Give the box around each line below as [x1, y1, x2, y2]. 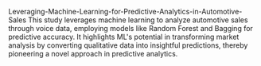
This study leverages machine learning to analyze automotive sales [27, 15, 248, 25]
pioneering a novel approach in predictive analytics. [8, 49, 178, 58]
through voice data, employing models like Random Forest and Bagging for [8, 24, 253, 33]
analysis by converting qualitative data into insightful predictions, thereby [8, 41, 248, 50]
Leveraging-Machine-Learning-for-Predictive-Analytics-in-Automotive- [8, 7, 243, 16]
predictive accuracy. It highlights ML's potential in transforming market [8, 32, 240, 41]
